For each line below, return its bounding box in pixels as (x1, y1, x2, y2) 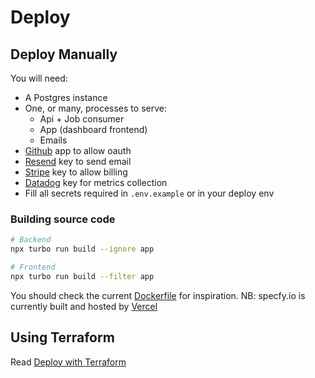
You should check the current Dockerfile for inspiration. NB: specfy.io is (10, 289, 306, 301)
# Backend (10, 235, 52, 245)
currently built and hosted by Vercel (10, 300, 158, 312)
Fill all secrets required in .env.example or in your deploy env (24, 187, 275, 199)
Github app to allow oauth (24, 145, 132, 156)
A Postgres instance (24, 92, 108, 103)
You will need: (10, 72, 68, 84)
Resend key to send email (24, 156, 132, 167)
